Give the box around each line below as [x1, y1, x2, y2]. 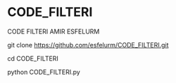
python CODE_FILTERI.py [7, 68, 81, 76]
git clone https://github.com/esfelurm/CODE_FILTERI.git [7, 40, 169, 49]
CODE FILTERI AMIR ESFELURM [7, 27, 100, 36]
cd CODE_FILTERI [7, 54, 58, 63]
